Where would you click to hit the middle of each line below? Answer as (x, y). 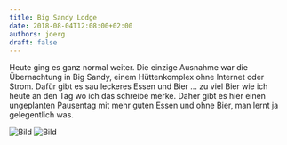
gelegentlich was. (41, 115)
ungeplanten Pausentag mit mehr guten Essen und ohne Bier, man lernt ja (144, 105)
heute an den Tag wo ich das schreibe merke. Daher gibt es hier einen (138, 96)
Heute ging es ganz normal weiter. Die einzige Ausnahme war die (129, 68)
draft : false (33, 42)
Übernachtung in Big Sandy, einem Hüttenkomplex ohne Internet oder (137, 77)
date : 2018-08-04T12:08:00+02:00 (71, 26)
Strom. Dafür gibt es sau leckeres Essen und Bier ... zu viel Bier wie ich (139, 86)
